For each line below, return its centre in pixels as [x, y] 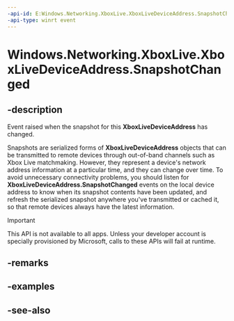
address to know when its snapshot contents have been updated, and [107, 191]
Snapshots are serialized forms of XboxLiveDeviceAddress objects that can [117, 148]
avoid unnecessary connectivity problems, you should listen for [98, 177]
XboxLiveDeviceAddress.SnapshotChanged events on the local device [111, 185]
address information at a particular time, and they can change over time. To [115, 170]
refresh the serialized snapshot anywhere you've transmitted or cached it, [113, 199]
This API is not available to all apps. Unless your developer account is [107, 233]
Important [21, 220]
